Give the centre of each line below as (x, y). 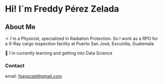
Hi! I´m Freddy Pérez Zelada (62, 9)
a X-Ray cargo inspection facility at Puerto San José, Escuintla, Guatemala (80, 44)
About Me (20, 27)
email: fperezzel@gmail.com (34, 76)
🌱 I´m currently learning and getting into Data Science (59, 53)
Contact (15, 66)
